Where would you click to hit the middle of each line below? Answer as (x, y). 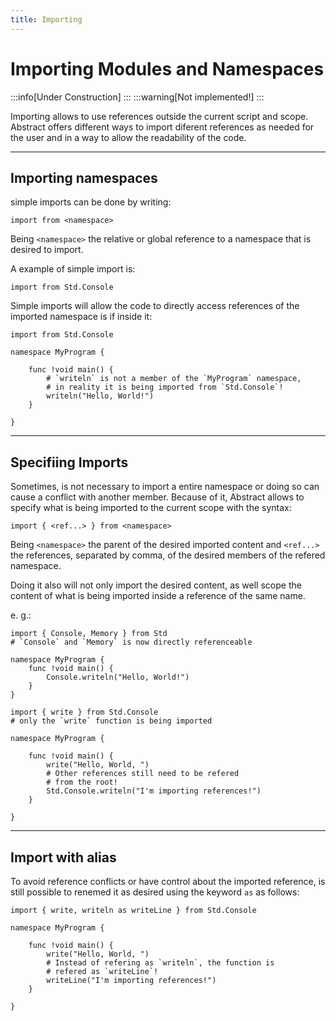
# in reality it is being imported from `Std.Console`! (165, 387)
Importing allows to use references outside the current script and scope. (159, 116)
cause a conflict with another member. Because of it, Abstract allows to (157, 497)
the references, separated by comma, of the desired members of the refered (168, 555)
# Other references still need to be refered (143, 774)
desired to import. (47, 250)
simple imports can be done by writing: (91, 202)
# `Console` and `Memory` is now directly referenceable (131, 642)
